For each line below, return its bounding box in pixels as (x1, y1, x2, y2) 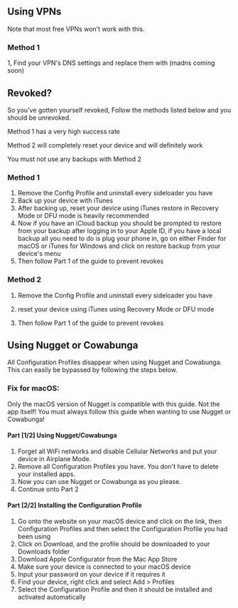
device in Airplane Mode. (17, 454, 91, 463)
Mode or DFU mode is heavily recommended (17, 212, 149, 220)
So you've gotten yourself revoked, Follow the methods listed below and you (7, 105, 232, 114)
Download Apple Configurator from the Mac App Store (17, 555, 178, 564)
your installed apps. (17, 470, 76, 478)
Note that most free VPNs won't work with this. (7, 24, 145, 33)
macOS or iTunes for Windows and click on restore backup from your (17, 242, 221, 250)
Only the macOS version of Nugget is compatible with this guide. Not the (7, 399, 220, 408)
